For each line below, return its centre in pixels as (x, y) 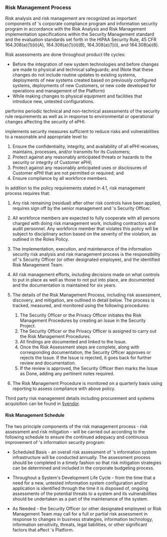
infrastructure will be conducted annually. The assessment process (81, 457)
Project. (28, 326)
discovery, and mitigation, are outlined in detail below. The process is (83, 300)
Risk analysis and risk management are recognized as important (71, 18)
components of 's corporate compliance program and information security (82, 23)
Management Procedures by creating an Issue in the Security (83, 320)
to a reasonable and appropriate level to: (47, 137)
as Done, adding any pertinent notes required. (67, 373)
